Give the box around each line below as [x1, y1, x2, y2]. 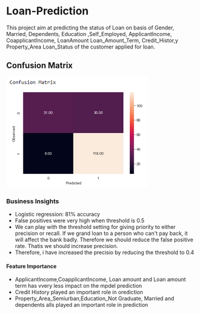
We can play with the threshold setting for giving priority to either [14, 224, 176, 231]
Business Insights [6, 197, 59, 205]
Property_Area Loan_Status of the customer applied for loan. [6, 43, 156, 50]
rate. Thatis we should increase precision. [14, 243, 119, 250]
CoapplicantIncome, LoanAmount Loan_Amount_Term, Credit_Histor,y [6, 37, 178, 44]
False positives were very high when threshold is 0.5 [14, 217, 145, 224]
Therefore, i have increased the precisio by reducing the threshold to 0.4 [14, 249, 195, 256]
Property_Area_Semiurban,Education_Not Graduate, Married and [14, 295, 175, 302]
